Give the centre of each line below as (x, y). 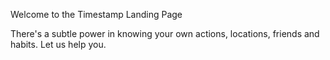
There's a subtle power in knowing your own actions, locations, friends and (165, 33)
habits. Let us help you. (58, 44)
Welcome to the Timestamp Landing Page (96, 14)
